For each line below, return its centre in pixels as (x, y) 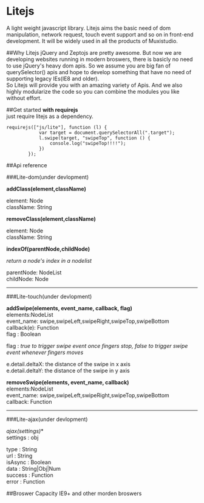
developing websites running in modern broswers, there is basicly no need (100, 59)
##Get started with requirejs (42, 109)
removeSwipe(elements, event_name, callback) (68, 382)
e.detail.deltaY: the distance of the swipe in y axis (68, 370)
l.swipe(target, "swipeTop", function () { (94, 138)
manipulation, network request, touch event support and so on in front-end (100, 34)
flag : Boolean (24, 334)
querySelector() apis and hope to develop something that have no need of (99, 72)
